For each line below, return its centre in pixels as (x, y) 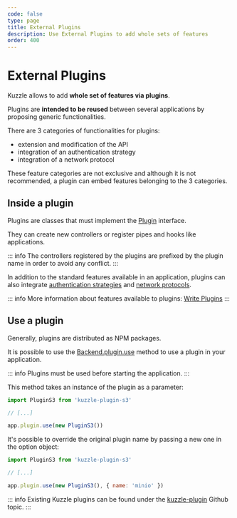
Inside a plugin (41, 203)
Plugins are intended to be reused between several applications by (106, 109)
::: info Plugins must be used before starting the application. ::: (99, 373)
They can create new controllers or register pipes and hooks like (102, 234)
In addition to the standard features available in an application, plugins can (116, 277)
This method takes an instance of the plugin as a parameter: (95, 387)
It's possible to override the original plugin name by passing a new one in (115, 440)
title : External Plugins (44, 27)
